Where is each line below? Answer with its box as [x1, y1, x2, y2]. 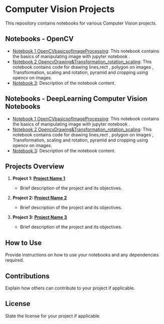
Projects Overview [5, 162, 64, 171]
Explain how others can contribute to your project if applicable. [5, 285, 135, 291]
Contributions [5, 272, 50, 280]
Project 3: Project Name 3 [12, 214, 67, 220]
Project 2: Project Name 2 [12, 195, 67, 201]
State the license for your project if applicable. [5, 312, 101, 319]
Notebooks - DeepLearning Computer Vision [5, 94, 147, 103]
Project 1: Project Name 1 [12, 176, 65, 182]
